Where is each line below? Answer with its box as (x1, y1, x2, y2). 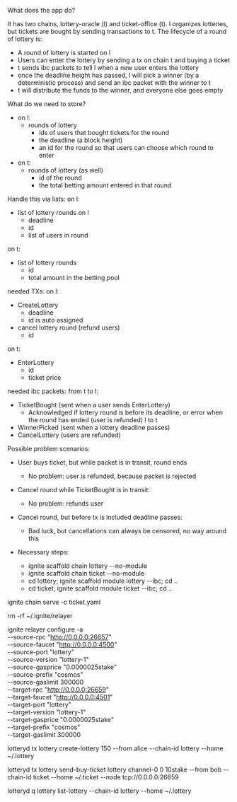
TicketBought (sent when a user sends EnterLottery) (17, 401, 171, 409)
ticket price (28, 373, 62, 381)
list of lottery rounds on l (17, 209, 90, 216)
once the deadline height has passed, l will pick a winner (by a (17, 71, 200, 79)
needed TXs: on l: (7, 287, 59, 296)
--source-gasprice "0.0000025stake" (7, 663, 117, 671)
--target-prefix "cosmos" (7, 723, 81, 731)
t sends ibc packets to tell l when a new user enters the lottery (17, 64, 200, 71)
